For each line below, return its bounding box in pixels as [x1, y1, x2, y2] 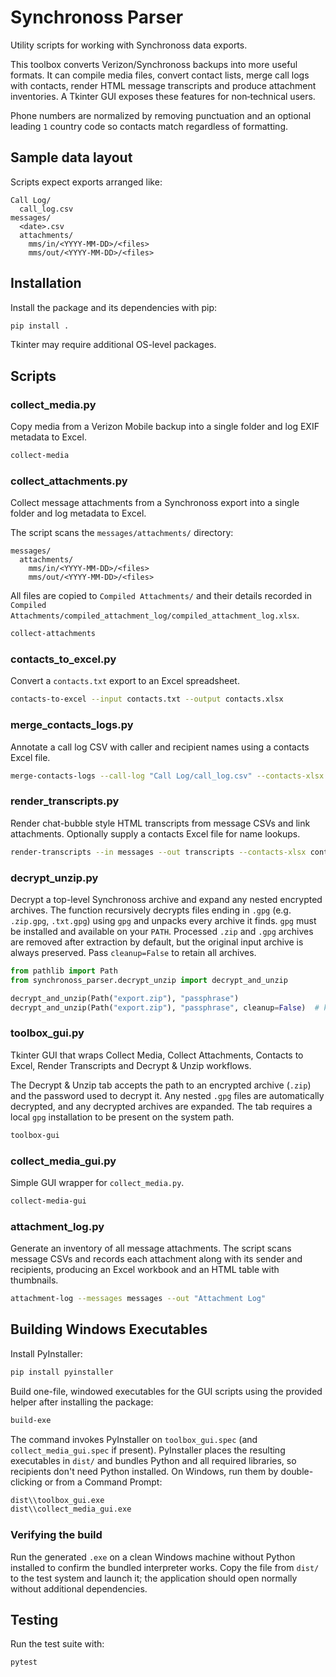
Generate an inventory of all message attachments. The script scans [10, 1242, 292, 1255]
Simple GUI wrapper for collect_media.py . [10, 1176, 185, 1188]
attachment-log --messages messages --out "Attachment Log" [10, 1294, 267, 1304]
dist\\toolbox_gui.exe [10, 1495, 105, 1505]
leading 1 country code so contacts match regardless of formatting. [10, 120, 289, 132]
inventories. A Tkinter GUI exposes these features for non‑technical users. [10, 90, 316, 102]
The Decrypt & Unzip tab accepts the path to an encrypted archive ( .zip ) [10, 1079, 312, 1091]
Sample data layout [10, 149, 133, 166]
